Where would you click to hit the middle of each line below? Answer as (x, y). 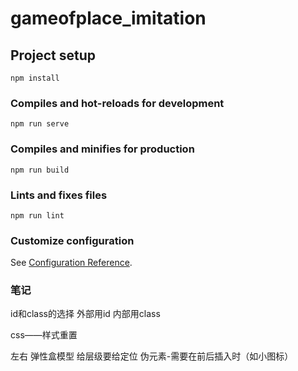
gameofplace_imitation (108, 18)
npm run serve (40, 124)
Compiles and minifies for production (102, 149)
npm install (35, 78)
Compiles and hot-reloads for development (117, 103)
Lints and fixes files (59, 195)
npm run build (40, 170)
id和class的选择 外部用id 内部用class (85, 314)
